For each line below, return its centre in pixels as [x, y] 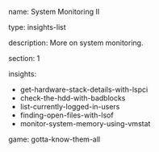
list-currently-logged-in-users [70, 107]
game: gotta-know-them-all [54, 139]
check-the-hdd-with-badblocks [73, 98]
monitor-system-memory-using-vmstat [85, 123]
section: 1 [24, 58]
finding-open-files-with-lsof [67, 115]
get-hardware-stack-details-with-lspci [84, 89]
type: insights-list [37, 27]
